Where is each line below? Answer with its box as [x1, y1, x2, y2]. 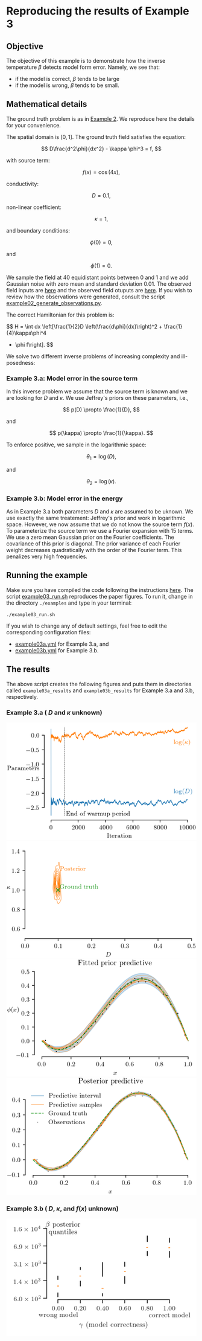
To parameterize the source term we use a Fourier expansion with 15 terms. [6, 527, 194, 534]
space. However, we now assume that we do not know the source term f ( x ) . [6, 521, 194, 528]
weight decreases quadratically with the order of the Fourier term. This [6, 547, 182, 553]
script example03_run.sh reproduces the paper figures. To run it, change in [6, 593, 193, 600]
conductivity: [6, 180, 39, 187]
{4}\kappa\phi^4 [6, 329, 47, 336]
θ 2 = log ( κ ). [86, 477, 116, 486]
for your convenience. [6, 121, 62, 129]
